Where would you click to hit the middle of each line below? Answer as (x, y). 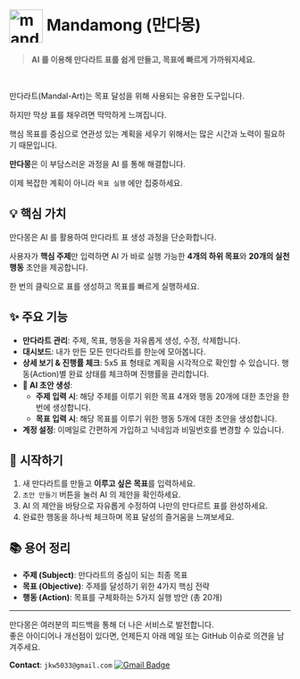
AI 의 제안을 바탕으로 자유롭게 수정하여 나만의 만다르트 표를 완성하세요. (145, 506)
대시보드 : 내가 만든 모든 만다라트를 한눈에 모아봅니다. (114, 351)
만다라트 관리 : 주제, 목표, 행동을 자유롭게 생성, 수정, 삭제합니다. (131, 340)
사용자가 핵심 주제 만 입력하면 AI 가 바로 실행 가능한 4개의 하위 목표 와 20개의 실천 (150, 256)
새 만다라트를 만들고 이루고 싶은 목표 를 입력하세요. (109, 483)
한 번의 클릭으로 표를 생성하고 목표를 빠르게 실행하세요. (104, 286)
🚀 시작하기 (37, 460)
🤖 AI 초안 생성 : (47, 385)
